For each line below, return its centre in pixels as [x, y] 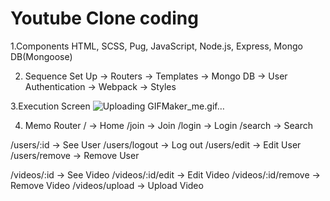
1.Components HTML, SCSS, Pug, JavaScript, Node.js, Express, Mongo [156, 46]
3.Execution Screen [50, 106]
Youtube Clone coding [104, 18]
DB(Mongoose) [41, 56]
